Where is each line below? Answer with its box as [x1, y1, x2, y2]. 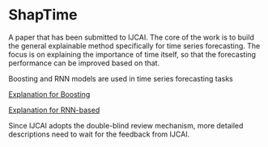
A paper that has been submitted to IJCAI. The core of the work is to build [8, 32, 255, 42]
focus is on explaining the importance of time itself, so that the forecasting [8, 49, 257, 59]
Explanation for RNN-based [8, 105, 100, 115]
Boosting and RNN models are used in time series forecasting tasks [8, 73, 233, 83]
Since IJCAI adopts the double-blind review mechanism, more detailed [8, 120, 244, 130]
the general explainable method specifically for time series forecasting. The [8, 40, 261, 50]
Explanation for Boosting [8, 89, 91, 99]
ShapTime [8, 6, 78, 24]
